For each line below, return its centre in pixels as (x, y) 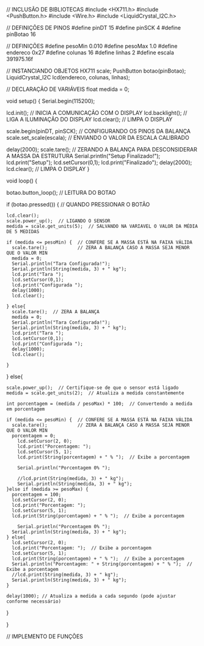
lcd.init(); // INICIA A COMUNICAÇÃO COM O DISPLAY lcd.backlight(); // (97, 113)
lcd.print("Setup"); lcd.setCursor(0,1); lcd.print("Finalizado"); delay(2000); (99, 162)
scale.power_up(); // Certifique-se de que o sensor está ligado (93, 388)
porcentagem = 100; (37, 495)
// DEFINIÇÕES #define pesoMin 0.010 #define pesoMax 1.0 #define (92, 46)
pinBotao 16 (21, 34)
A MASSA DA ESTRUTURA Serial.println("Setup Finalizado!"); (83, 156)
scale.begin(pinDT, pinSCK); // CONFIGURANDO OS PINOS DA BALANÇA (99, 131)
